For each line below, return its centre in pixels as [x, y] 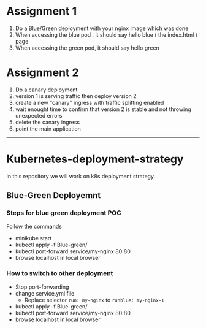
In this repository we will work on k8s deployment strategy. [81, 176]
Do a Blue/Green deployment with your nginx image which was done [102, 28]
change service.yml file [45, 293]
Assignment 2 [43, 73]
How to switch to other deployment [60, 273]
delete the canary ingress [48, 122]
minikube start [33, 238]
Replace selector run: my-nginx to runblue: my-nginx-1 [94, 300]
